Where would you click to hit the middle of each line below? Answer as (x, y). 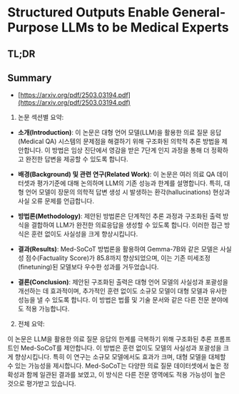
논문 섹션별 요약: (41, 118)
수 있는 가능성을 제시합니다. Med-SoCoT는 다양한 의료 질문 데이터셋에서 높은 (115, 366)
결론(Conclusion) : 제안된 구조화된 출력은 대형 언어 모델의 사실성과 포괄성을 (123, 282)
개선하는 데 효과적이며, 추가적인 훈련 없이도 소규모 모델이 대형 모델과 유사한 (122, 291)
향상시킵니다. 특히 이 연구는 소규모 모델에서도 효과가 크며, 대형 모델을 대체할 (120, 357)
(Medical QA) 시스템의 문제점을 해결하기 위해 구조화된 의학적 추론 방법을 (119, 141)
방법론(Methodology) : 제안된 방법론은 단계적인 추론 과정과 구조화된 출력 (119, 216)
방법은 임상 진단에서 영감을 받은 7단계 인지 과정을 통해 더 (131, 150)
